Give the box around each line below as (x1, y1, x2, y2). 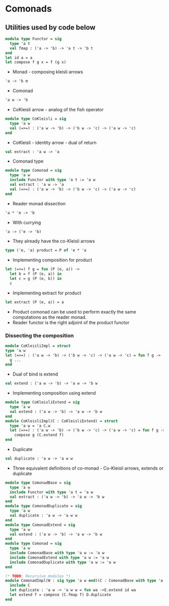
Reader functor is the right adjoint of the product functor (12, 319, 130, 325)
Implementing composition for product (12, 257, 93, 263)
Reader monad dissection (12, 200, 66, 206)
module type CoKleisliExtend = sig (5, 400, 80, 405)
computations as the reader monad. (12, 314, 87, 320)
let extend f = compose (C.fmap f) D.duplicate (10, 592, 112, 597)
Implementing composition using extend (12, 390, 96, 396)
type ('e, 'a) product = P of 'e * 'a (5, 248, 87, 253)
